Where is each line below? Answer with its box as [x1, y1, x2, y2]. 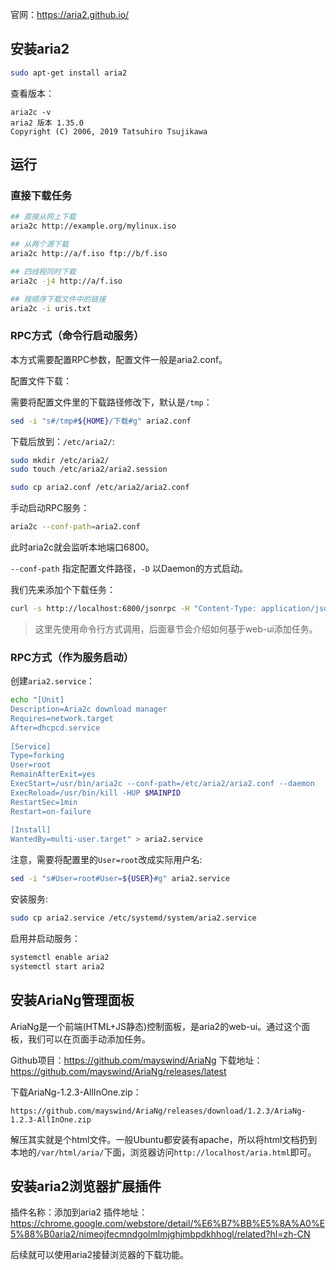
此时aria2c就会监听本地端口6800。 [10, 541, 155, 553]
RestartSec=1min [10, 797, 78, 807]
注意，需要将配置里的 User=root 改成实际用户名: [10, 854, 203, 866]
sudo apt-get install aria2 [10, 68, 128, 78]
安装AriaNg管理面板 [10, 992, 135, 1009]
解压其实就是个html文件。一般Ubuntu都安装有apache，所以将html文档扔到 [10, 1133, 318, 1145]
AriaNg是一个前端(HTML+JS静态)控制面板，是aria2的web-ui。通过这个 [10, 1020, 302, 1032]
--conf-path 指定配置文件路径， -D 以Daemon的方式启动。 [10, 563, 249, 575]
